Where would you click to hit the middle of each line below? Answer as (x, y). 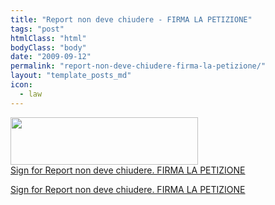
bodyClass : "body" (48, 47)
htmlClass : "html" (48, 38)
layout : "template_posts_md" (71, 76)
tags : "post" (37, 29)
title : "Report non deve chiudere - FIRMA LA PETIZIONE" (131, 19)
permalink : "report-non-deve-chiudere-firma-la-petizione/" (138, 66)
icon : (21, 85)
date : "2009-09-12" (51, 57)
